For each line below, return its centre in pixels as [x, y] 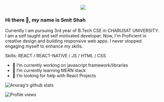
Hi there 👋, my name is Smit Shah [45, 20]
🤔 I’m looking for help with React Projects [54, 76]
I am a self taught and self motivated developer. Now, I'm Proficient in [76, 36]
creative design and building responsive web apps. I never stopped [73, 41]
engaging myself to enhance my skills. [44, 46]
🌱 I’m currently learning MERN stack [49, 71]
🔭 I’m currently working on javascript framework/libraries [70, 65]
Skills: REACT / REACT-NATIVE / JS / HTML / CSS [56, 56]
